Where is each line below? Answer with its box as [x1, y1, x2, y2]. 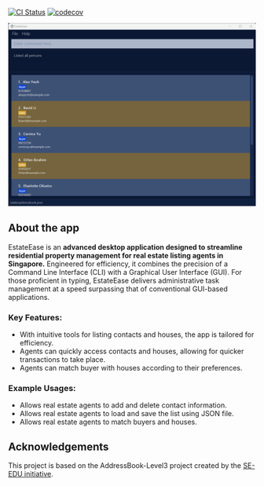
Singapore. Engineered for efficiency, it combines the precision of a [8, 259, 229, 269]
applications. [8, 292, 49, 301]
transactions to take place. [19, 355, 106, 364]
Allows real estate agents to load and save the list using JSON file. [19, 409, 234, 418]
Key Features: [8, 312, 63, 323]
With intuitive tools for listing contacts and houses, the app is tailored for [19, 330, 255, 339]
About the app [8, 221, 80, 235]
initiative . [24, 470, 53, 479]
